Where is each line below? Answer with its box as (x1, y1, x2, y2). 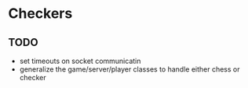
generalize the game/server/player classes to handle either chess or (19, 65, 240, 74)
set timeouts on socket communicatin (19, 56, 141, 65)
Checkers (8, 5, 73, 23)
